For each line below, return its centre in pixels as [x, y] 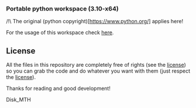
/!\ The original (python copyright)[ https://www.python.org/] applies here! [94, 21]
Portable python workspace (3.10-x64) [62, 9]
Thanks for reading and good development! [59, 88]
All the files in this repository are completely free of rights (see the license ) [96, 65]
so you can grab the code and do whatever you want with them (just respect [98, 71]
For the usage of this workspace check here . [60, 33]
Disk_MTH [18, 100]
